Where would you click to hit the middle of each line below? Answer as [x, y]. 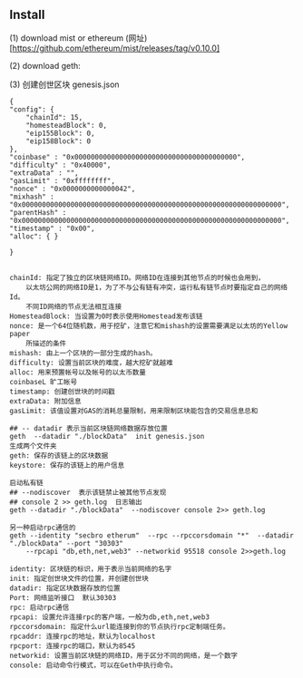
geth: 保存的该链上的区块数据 [59, 455]
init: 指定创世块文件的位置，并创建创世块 [79, 578]
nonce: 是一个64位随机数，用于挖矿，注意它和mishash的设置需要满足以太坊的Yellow [149, 325]
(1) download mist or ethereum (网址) [78, 38]
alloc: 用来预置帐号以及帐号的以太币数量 [78, 372]
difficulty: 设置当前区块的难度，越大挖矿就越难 [92, 363]
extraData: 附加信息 [45, 401]
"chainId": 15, [54, 117]
